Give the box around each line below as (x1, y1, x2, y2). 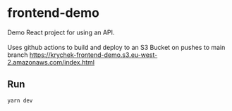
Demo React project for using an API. (7, 28, 115, 37)
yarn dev (7, 97, 33, 104)
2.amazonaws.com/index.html (7, 58, 95, 66)
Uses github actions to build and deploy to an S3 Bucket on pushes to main (7, 43, 226, 51)
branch (7, 51, 28, 59)
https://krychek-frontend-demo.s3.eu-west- (29, 51, 158, 59)
